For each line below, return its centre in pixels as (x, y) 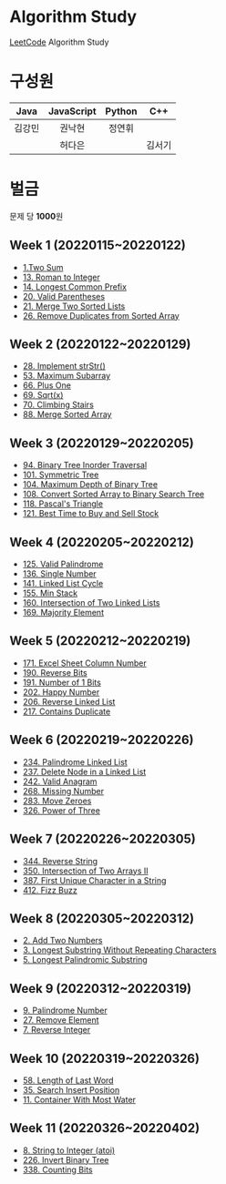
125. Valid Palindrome (63, 564)
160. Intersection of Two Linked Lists (92, 603)
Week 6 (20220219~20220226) (102, 740)
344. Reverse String (60, 861)
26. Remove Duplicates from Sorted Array (101, 315)
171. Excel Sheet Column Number (85, 663)
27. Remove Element (61, 1020)
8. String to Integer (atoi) (69, 1150)
